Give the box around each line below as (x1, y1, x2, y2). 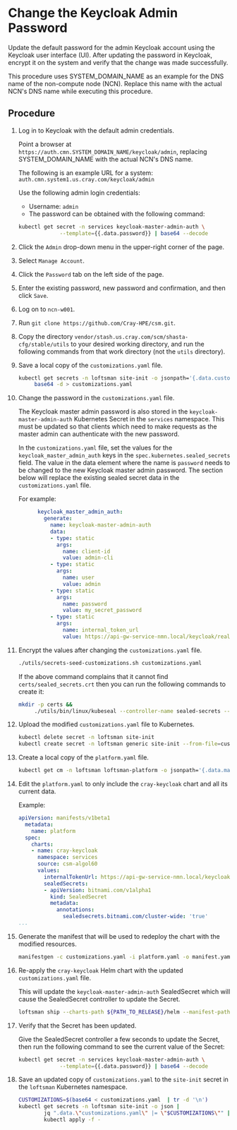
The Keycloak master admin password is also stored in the (18, 407, 188, 416)
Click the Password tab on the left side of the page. (18, 270, 164, 278)
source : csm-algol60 (37, 860, 98, 867)
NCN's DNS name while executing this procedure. (8, 87, 153, 95)
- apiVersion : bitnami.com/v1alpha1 (44, 886, 152, 894)
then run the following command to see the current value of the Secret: (18, 1042, 225, 1051)
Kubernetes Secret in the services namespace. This (73, 415, 225, 423)
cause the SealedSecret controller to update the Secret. (18, 994, 181, 1003)
